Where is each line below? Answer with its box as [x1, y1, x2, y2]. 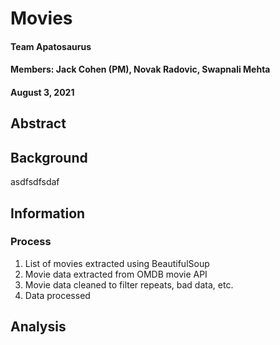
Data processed [24, 289, 91, 301]
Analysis [10, 318, 67, 336]
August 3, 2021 [10, 86, 75, 98]
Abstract [10, 115, 67, 132]
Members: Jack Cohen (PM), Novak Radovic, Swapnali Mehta [10, 63, 271, 76]
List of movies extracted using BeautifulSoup [24, 257, 210, 269]
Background [10, 149, 88, 166]
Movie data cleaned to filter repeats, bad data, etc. [24, 278, 234, 291]
